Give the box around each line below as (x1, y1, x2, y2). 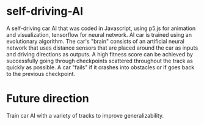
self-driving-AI (6, 4, 84, 18)
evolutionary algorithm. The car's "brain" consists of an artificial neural (6, 37, 184, 45)
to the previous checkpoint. (6, 70, 75, 77)
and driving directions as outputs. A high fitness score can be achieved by (6, 50, 194, 58)
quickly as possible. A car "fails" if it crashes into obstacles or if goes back (6, 63, 195, 71)
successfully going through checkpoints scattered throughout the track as (6, 57, 194, 64)
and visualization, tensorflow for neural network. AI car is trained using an (6, 31, 192, 38)
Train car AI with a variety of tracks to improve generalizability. (6, 112, 164, 119)
